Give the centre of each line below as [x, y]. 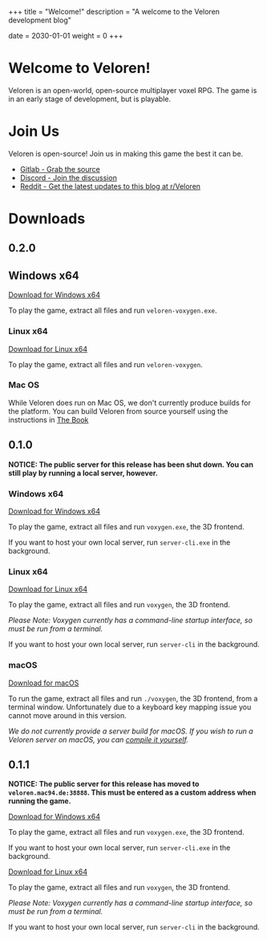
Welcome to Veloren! [79, 68]
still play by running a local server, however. [83, 472]
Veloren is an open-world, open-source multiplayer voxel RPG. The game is [133, 90]
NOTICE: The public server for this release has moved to [104, 784]
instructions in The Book [49, 419]
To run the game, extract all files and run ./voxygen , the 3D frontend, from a [133, 698]
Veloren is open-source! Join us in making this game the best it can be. [126, 153]
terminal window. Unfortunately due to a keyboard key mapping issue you [130, 707]
